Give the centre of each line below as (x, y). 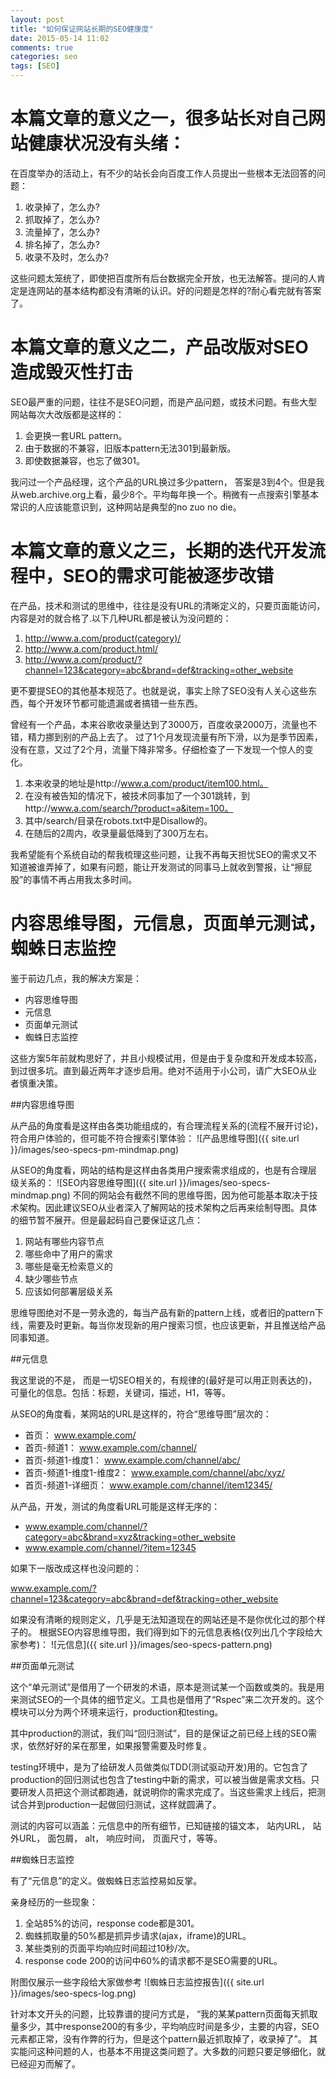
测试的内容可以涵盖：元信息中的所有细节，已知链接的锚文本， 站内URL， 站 (166, 1825)
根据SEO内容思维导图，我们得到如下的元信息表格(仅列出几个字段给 (176, 1632)
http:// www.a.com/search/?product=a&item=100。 (129, 808)
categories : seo (44, 57)
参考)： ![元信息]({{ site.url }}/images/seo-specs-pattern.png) (145, 1644)
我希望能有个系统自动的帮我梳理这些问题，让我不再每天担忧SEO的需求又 (159, 854)
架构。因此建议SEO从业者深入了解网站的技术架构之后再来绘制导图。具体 (168, 1207)
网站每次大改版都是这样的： (67, 414)
